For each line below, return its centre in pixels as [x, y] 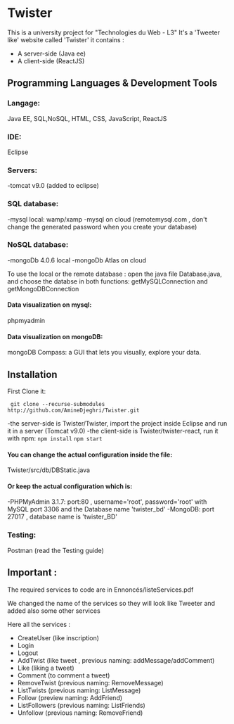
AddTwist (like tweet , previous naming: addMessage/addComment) [116, 660]
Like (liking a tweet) [46, 668]
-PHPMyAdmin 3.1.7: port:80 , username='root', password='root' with [107, 502]
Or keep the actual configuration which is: [70, 486]
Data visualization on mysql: [50, 305]
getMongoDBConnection [43, 288]
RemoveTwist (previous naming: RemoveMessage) [90, 682]
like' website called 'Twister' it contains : [66, 39]
